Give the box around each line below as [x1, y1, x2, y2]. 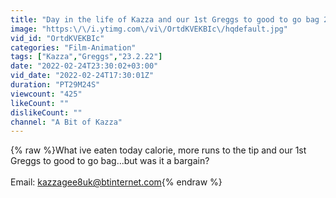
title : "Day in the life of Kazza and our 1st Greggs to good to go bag [10, 14, 320, 25]
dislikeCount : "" [10, 107, 83, 118]
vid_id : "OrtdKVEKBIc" [10, 33, 105, 43]
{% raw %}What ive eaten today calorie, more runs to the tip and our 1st [10, 144, 307, 156]
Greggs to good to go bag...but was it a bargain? [10, 155, 210, 167]
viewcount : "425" [10, 89, 83, 99]
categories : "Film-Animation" [10, 42, 137, 53]
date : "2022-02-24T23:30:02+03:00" [10, 61, 159, 71]
